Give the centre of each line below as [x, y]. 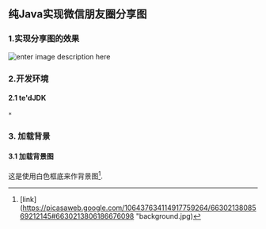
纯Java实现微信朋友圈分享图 [78, 14]
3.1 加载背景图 [31, 156]
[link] [28, 199]
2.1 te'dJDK [27, 98]
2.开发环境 [28, 78]
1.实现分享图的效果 [44, 39]
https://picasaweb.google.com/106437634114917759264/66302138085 [139, 208]
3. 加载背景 [29, 135]
